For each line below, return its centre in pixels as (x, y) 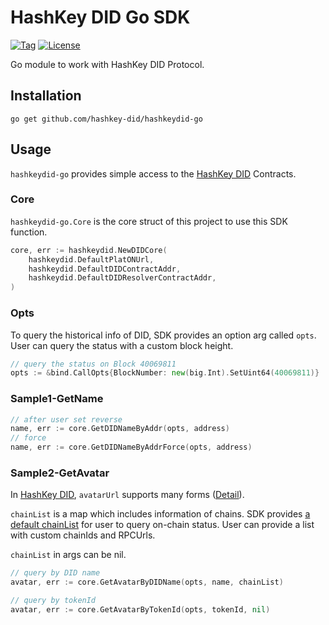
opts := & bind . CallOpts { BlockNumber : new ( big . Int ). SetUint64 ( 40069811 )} (165, 373)
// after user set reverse (66, 419)
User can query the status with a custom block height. (122, 345)
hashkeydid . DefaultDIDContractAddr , (105, 269)
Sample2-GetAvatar (60, 473)
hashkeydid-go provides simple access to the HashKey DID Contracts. (153, 173)
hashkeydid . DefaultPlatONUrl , (91, 259)
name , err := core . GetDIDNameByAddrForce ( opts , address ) (131, 447)
